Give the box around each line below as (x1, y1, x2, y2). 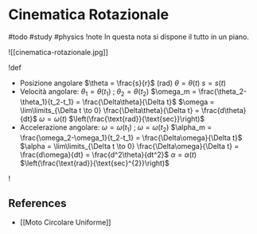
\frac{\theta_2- (198, 86, 247, 96)
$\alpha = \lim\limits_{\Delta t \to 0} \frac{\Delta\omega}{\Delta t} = (19, 141, 239, 150)
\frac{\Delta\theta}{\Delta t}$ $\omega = (82, 97, 215, 107)
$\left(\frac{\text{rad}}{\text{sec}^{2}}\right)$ (19, 158, 169, 168)
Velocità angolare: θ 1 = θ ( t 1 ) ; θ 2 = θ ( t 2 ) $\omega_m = (19, 86, 197, 98)
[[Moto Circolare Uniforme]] (19, 217, 111, 228)
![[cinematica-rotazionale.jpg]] (8, 47, 109, 57)
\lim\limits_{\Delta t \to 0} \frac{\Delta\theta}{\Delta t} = (19, 105, 201, 115)
